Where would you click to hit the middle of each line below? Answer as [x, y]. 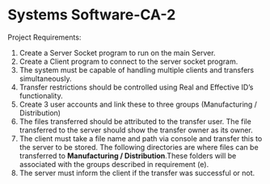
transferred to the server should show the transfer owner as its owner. [136, 130]
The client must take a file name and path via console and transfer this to [141, 138]
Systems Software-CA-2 [92, 15]
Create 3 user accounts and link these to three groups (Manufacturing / [138, 104]
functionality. [41, 95]
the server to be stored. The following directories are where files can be [139, 147]
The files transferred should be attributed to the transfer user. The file [135, 121]
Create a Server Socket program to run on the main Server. [117, 52]
